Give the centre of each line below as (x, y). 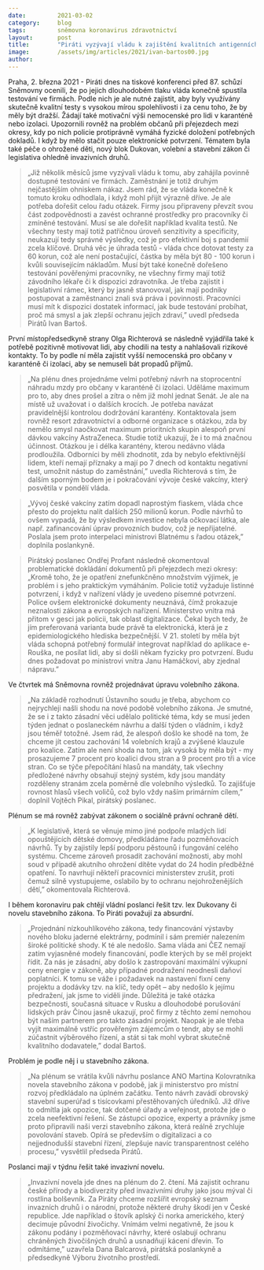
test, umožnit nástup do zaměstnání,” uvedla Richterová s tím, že (132, 471)
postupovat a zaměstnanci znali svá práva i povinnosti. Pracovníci (134, 298)
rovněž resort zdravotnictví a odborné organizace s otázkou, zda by (137, 421)
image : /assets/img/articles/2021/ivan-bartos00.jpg (109, 52)
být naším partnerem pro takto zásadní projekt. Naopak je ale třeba (136, 1020)
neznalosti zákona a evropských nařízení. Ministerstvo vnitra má (131, 610)
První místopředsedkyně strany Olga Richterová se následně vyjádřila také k (131, 338)
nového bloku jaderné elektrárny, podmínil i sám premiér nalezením (136, 937)
